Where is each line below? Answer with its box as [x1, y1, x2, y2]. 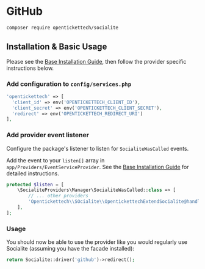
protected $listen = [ [6, 181, 64, 188]
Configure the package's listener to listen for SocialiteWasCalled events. [6, 145, 189, 152]
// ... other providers [28, 193, 88, 199]
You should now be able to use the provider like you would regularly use [6, 238, 188, 246]
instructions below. [6, 64, 54, 72]
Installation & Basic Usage [6, 42, 107, 52]
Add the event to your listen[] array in [6, 156, 105, 164]
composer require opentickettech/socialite [6, 25, 119, 31]
